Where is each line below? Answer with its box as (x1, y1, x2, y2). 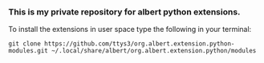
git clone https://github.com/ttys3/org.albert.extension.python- (8, 40, 235, 48)
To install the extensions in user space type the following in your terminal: (8, 25, 252, 34)
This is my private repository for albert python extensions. (8, 6, 241, 18)
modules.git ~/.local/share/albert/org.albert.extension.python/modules (8, 47, 257, 55)
